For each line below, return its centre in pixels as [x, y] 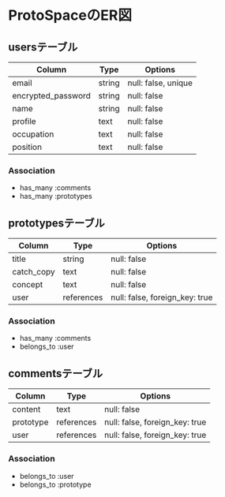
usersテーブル [43, 47]
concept [28, 285]
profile [24, 121]
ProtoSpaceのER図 [70, 15]
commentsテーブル [56, 374]
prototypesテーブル [56, 223]
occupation [33, 134]
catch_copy [34, 272]
